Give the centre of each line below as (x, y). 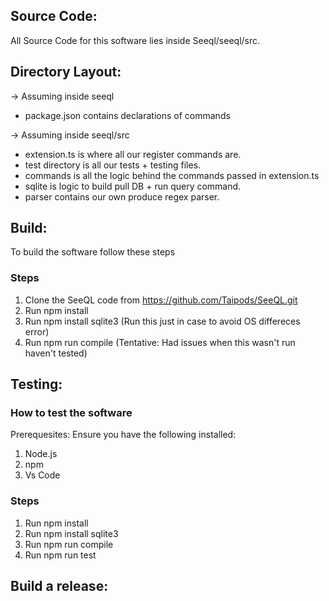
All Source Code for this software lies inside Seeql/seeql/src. (135, 40)
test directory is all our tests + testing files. (113, 165)
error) (37, 331)
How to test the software (71, 413)
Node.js (41, 454)
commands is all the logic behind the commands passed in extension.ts (172, 175)
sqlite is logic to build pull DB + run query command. (133, 186)
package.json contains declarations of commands (127, 115)
